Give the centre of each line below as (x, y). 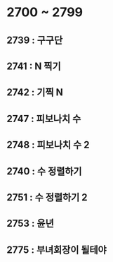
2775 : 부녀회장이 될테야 (56, 250)
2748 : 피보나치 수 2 (48, 145)
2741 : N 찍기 (34, 66)
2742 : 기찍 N (35, 93)
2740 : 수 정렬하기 (44, 171)
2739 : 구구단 (35, 40)
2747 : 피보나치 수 (44, 118)
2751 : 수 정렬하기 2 (47, 197)
